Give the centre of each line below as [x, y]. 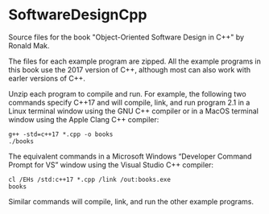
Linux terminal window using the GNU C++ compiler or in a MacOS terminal [134, 111]
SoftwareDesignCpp [78, 15]
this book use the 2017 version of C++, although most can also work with [130, 69]
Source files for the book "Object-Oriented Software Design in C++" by [126, 37]
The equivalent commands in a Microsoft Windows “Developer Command [130, 156]
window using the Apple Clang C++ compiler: [84, 119]
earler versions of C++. [47, 78]
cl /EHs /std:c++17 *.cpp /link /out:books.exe [90, 179]
